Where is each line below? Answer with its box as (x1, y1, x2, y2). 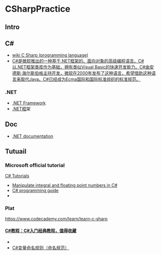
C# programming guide (12, 188, 59, 194)
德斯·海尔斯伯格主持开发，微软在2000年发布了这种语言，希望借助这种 (12, 70, 152, 76)
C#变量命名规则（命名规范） (12, 245, 69, 251)
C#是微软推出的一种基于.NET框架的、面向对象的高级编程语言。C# (12, 58, 145, 64)
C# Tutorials (5, 173, 30, 179)
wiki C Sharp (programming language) (12, 52, 89, 58)
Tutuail (5, 147, 27, 156)
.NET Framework (12, 100, 46, 106)
